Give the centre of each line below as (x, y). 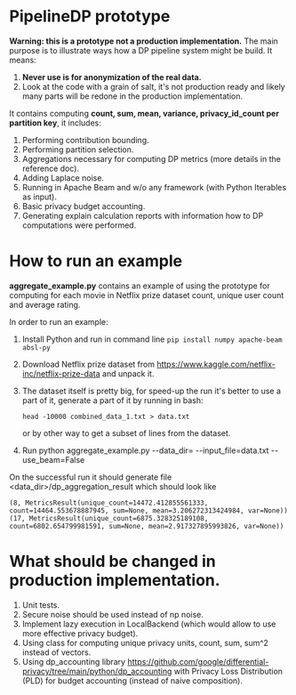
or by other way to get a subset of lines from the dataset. (126, 432)
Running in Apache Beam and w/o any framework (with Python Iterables (154, 187)
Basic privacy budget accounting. (84, 206)
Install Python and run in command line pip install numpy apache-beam (152, 339)
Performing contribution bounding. (85, 140)
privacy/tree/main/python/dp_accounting (97, 671)
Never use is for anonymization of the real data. (112, 77)
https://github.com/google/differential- (198, 661)
